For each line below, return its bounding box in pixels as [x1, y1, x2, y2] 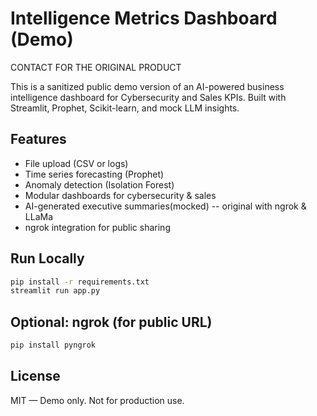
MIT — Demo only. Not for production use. [10, 394, 185, 406]
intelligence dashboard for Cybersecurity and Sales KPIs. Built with [10, 91, 287, 103]
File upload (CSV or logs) [24, 157, 129, 169]
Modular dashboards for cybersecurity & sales [24, 189, 217, 201]
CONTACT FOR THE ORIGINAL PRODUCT [10, 61, 182, 73]
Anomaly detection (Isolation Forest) [24, 178, 175, 191]
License [10, 368, 61, 385]
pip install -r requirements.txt [10, 277, 150, 287]
